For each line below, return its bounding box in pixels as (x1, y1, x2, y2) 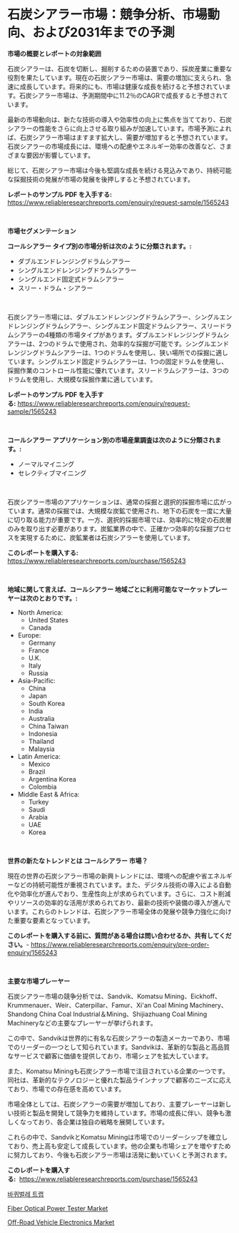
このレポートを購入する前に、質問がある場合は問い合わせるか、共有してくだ (7, 931, 232, 940)
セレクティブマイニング (17, 469, 87, 477)
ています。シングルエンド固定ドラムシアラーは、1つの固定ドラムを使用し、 (7, 357, 228, 366)
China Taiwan (28, 722, 69, 730)
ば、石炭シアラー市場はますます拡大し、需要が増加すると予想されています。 (7, 133, 232, 141)
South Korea (28, 699, 66, 707)
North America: (17, 608, 63, 617)
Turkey (28, 797, 49, 806)
